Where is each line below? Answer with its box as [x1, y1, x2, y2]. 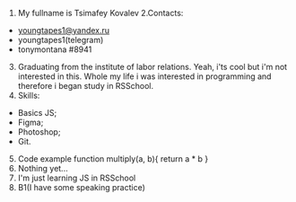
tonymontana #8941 [17, 44, 92, 55]
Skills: [17, 90, 40, 101]
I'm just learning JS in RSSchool [17, 172, 136, 183]
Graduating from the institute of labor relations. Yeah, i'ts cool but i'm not [17, 62, 288, 72]
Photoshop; [17, 127, 61, 137]
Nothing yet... [17, 163, 69, 173]
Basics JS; [17, 108, 57, 118]
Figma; [17, 117, 44, 127]
